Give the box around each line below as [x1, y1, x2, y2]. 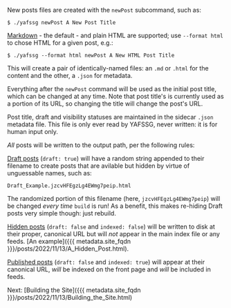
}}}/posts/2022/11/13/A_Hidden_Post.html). [7, 244, 129, 253]
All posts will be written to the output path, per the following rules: [7, 141, 195, 149]
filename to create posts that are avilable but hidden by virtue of [7, 162, 190, 170]
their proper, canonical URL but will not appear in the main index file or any [7, 230, 220, 238]
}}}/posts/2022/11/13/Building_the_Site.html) [7, 293, 133, 301]
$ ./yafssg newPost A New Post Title [7, 19, 116, 26]
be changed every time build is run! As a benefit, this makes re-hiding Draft [7, 202, 223, 210]
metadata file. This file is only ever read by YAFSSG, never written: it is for [7, 120, 218, 128]
